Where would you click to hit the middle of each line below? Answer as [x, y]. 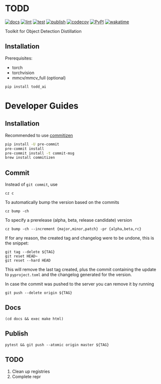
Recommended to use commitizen [39, 135]
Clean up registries [31, 371]
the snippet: [17, 243]
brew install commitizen [30, 158]
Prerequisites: [19, 58]
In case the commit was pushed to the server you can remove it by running [80, 284]
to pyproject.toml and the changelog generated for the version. [68, 275]
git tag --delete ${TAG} [30, 252]
